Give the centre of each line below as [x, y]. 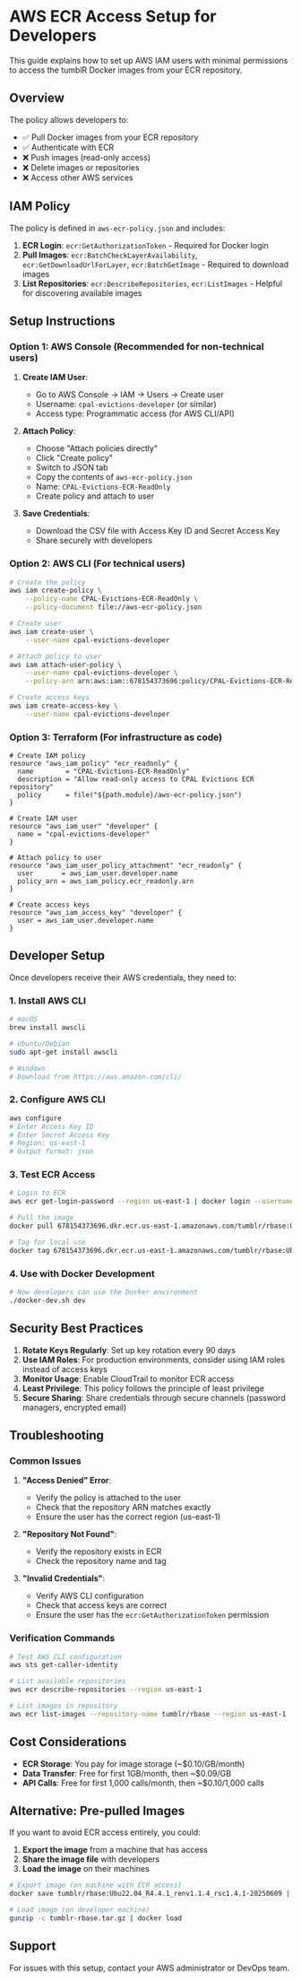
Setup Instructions [62, 321]
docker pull [31, 1226]
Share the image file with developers [91, 1859]
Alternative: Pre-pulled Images [97, 1810]
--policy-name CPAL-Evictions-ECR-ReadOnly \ [112, 599]
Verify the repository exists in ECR [99, 1552]
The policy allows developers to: [69, 119]
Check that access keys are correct [101, 1605]
